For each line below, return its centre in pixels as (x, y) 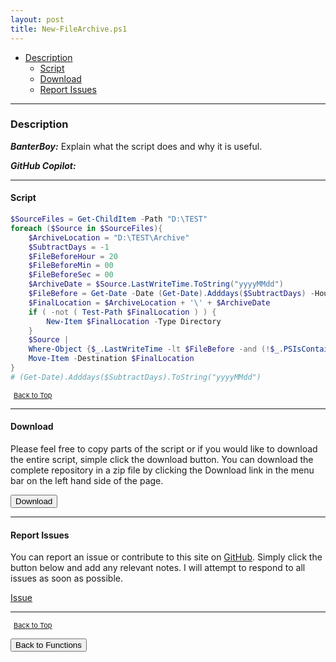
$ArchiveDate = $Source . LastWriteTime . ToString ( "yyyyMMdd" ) (156, 284)
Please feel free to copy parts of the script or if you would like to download (164, 448)
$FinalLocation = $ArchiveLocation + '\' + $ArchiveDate (149, 302)
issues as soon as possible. (66, 578)
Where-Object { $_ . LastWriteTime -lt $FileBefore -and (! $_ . (156, 349)
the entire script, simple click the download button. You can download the (162, 459)
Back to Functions (48, 645)
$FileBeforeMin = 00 (71, 266)
